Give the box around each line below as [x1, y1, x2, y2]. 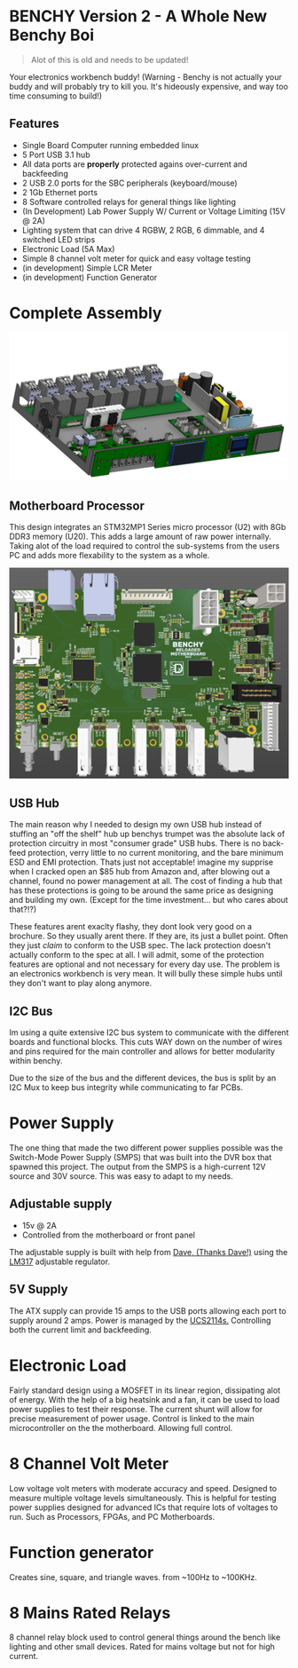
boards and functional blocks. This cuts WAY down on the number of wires [9, 1037, 283, 1047]
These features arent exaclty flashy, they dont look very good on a [9, 921, 253, 932]
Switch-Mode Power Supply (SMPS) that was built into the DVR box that [9, 1152, 272, 1163]
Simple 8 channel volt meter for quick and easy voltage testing [21, 253, 251, 264]
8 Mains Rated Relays [9, 1602, 171, 1623]
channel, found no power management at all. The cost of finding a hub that [9, 876, 283, 887]
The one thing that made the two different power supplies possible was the [9, 1142, 284, 1153]
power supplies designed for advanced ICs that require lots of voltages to [9, 1502, 278, 1513]
